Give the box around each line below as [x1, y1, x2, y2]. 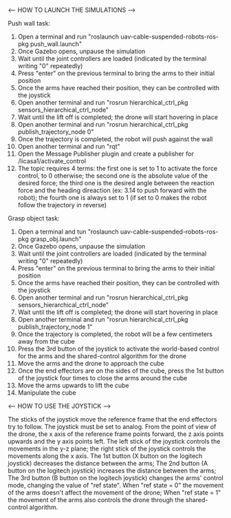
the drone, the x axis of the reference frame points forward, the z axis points [8, 430, 224, 438]
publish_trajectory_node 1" [17, 323, 93, 331]
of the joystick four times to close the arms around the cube [17, 374, 188, 382]
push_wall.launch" [30, 40, 82, 48]
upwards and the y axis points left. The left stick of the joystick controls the [8, 437, 221, 445]
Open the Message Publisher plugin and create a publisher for [17, 149, 195, 158]
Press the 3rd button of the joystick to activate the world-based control [17, 344, 219, 353]
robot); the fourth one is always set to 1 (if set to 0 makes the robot [17, 194, 207, 202]
